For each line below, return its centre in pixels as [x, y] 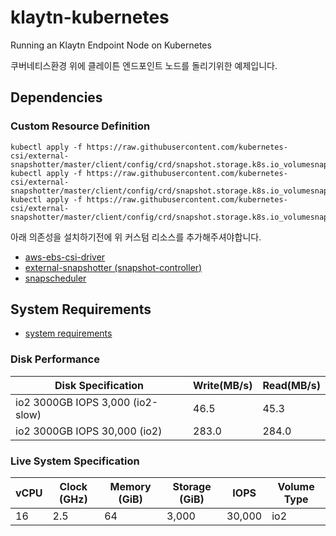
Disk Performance [55, 359]
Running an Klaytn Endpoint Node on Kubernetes [111, 45]
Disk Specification [99, 385]
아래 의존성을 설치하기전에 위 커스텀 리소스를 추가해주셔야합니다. [136, 237]
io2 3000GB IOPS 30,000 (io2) [89, 431]
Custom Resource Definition [80, 126]
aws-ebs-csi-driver [65, 257]
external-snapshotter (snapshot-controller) [113, 267]
